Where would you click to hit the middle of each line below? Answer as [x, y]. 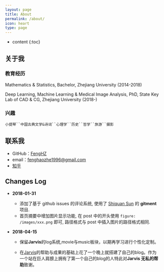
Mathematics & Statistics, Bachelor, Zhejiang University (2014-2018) [73, 84]
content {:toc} [26, 42]
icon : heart [17, 23]
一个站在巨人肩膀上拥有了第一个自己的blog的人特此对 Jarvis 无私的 [87, 258]
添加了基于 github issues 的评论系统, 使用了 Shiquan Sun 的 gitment [88, 203]
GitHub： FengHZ [29, 153]
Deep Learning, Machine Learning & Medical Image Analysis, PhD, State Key [82, 94]
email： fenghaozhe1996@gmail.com [49, 160]
